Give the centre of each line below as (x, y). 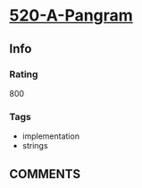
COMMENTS (45, 174)
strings (35, 146)
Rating (24, 74)
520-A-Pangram (71, 16)
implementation (51, 136)
